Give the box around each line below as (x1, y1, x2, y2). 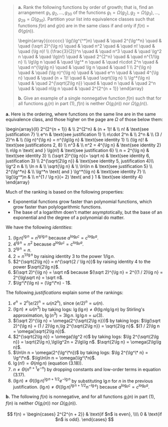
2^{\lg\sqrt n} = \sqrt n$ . (12, 274, 64, 280)
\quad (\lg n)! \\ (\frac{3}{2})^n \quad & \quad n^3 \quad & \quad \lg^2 (17, 48, 162, 54)
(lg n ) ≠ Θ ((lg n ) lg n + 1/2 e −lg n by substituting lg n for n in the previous (12, 377, 153, 384)
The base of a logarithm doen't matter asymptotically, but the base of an (12, 209, 162, 215)
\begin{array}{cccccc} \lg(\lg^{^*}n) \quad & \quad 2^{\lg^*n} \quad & (17, 37, 162, 43)
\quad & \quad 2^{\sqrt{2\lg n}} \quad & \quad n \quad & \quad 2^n (17, 80, 156, 86)
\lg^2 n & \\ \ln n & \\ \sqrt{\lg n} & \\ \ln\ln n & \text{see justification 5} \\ (5, 163, 152, 169)
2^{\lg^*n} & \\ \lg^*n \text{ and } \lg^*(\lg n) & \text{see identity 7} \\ (5, 168, 146, 174)
